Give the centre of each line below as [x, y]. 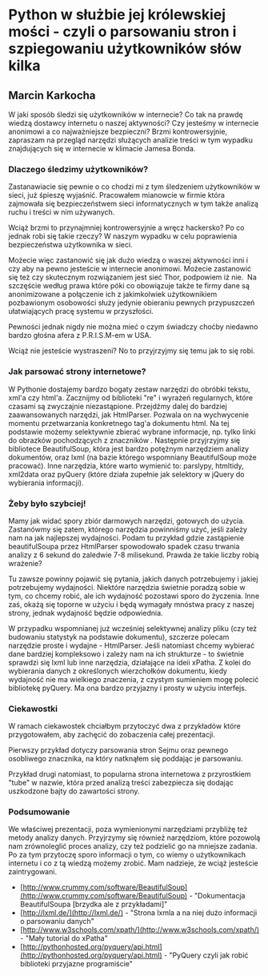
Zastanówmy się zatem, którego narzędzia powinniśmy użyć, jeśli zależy [128, 529]
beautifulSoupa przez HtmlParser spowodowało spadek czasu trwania [124, 546]
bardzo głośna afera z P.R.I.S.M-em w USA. [80, 335]
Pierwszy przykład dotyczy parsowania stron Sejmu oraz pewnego [118, 750]
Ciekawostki [33, 709]
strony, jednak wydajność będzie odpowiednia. [86, 613]
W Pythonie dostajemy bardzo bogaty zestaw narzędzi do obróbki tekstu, [129, 389]
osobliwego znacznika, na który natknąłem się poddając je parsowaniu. [126, 759]
